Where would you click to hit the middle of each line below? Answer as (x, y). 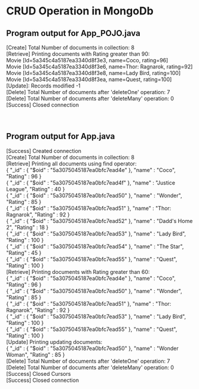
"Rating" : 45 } (24, 252)
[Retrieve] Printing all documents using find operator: (71, 164)
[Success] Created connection (44, 150)
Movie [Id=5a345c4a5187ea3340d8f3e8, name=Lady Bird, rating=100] (94, 73)
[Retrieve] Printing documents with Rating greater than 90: (78, 54)
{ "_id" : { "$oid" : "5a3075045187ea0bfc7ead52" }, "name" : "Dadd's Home (99, 221)
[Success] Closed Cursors (39, 373)
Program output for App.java (61, 136)
